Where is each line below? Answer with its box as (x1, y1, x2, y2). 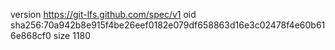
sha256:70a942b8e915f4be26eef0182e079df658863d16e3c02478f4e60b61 (10, 19, 326, 31)
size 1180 (53, 30, 92, 41)
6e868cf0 (10, 30, 52, 41)
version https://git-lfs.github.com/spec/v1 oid (10, 9, 197, 20)
